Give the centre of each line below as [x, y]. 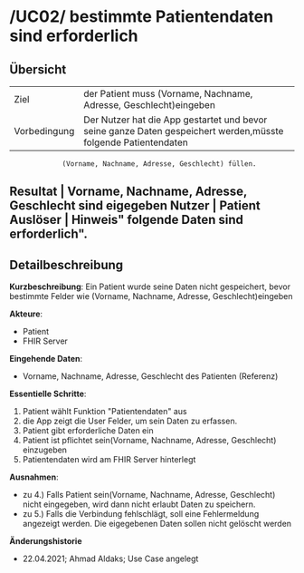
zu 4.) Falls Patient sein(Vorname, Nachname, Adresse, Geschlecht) [149, 495]
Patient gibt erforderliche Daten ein [88, 431]
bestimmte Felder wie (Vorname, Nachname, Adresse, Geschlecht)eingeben [151, 296]
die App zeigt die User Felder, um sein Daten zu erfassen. [130, 421]
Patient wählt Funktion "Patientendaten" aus [104, 412]
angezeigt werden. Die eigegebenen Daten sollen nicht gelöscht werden [157, 524]
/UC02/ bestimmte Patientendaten [142, 17]
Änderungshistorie [46, 541]
